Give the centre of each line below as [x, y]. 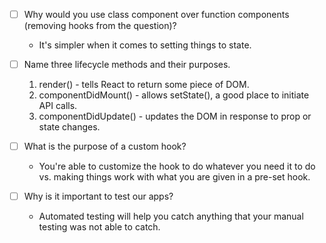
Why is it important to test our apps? [98, 196]
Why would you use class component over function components [156, 14]
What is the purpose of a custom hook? [105, 146]
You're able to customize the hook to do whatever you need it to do [177, 166]
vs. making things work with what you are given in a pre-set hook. [174, 177]
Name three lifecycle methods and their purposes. [127, 65]
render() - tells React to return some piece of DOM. [144, 85]
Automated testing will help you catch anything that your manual [171, 216]
